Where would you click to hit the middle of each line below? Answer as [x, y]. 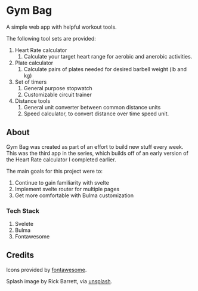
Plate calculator [34, 63]
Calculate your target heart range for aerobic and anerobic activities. [108, 56]
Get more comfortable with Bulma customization [74, 195]
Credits [20, 255]
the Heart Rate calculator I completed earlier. [61, 160]
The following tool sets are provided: [51, 38]
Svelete [24, 224]
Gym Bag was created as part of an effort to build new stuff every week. [95, 146]
